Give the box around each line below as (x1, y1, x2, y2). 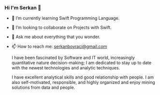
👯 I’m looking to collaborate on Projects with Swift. (11, 25, 112, 30)
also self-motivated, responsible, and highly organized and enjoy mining (11, 80, 155, 85)
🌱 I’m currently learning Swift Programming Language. (11, 15, 120, 21)
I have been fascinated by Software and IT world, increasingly (11, 55, 135, 61)
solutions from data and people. (11, 84, 75, 91)
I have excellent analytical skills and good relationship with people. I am (11, 74, 154, 80)
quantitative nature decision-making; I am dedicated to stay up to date (11, 60, 152, 66)
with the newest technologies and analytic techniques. (11, 65, 120, 71)
